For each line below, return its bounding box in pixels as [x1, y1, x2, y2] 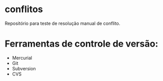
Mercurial [12, 55, 32, 61]
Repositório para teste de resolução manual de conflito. [5, 20, 120, 26]
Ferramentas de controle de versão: [5, 38, 158, 50]
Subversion [12, 65, 36, 71]
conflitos [5, 4, 44, 15]
